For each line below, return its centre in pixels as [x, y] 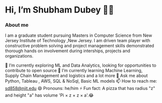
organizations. [19, 56]
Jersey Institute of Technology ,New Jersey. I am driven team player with [78, 41]
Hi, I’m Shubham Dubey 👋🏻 [60, 10]
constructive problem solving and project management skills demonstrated [80, 46]
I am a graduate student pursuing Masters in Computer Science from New [79, 35]
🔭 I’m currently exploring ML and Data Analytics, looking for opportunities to [81, 65]
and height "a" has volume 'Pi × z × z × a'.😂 [49, 95]
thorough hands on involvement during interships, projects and [68, 51]
